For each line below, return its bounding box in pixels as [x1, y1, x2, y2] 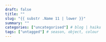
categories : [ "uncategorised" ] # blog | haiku [5, 25, 101, 30]
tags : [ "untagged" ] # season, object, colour [5, 29, 99, 34]
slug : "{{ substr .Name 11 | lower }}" [5, 16, 86, 21]
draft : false [5, 7, 32, 12]
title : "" [5, 12, 25, 16]
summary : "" [5, 20, 29, 26]
